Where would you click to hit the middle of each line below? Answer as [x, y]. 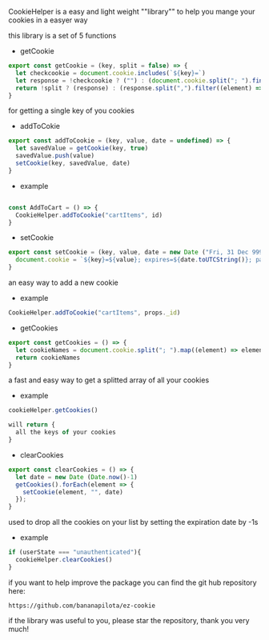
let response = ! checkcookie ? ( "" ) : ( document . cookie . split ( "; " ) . [134, 80]
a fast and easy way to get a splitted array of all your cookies [109, 380]
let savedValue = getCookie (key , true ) [82, 148]
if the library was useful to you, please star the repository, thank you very [129, 620]
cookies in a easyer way [48, 20]
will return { [32, 425]
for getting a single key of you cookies [71, 110]
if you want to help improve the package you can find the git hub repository [133, 582]
